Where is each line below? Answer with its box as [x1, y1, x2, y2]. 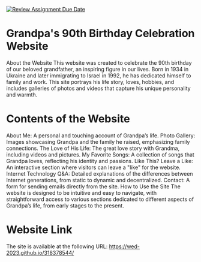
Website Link [6, 223, 73, 237]
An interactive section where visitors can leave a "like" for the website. [6, 164, 181, 171]
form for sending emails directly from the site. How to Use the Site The [6, 183, 181, 190]
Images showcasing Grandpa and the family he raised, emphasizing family [6, 138, 190, 145]
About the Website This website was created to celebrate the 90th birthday [6, 59, 192, 66]
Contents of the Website [6, 112, 130, 126]
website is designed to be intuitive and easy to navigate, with [6, 189, 157, 196]
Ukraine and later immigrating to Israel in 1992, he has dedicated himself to [6, 72, 191, 79]
